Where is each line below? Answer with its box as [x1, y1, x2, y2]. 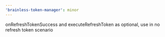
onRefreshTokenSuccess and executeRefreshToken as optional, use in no [5, 21, 160, 27]
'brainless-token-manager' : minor [5, 7, 79, 13]
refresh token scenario [5, 26, 53, 33]
